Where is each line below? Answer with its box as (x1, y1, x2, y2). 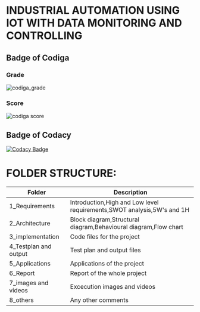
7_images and (9, 279, 49, 287)
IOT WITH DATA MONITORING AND (6, 16, 183, 30)
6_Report (9, 269, 35, 277)
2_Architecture (9, 219, 51, 227)
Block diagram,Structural (70, 215, 140, 224)
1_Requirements (9, 202, 55, 210)
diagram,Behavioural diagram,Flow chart (70, 223, 183, 231)
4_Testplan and (9, 242, 52, 251)
